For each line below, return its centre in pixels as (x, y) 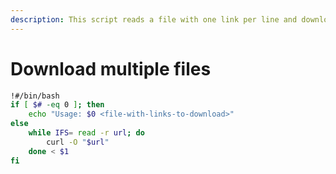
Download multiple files (111, 68)
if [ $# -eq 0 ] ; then (57, 105)
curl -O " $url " (78, 142)
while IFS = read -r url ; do (86, 133)
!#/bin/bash (35, 96)
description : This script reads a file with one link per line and (154, 19)
